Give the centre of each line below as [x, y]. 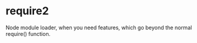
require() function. [28, 33]
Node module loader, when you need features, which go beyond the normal [99, 27]
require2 [27, 11]
